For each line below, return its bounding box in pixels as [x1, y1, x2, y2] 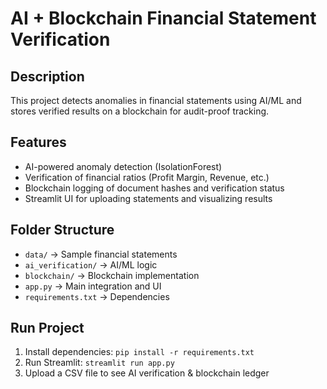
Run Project [10, 320, 85, 337]
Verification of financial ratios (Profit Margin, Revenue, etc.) [24, 171, 270, 183]
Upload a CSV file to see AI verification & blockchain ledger [24, 367, 270, 379]
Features [10, 134, 67, 151]
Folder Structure [10, 222, 115, 239]
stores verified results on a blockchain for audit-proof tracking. [10, 105, 270, 117]
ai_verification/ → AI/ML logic [24, 258, 158, 271]
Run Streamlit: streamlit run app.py [24, 357, 175, 369]
